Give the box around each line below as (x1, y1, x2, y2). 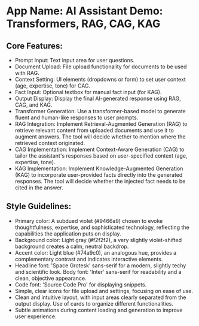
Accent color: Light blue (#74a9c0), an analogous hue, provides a (14, 249, 177, 256)
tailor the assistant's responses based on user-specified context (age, (14, 152, 188, 159)
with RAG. (14, 70, 40, 76)
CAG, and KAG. (14, 101, 53, 108)
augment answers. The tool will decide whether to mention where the (14, 133, 186, 140)
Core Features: (6, 41, 63, 51)
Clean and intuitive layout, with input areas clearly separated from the (14, 294, 186, 301)
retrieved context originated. (14, 140, 85, 146)
